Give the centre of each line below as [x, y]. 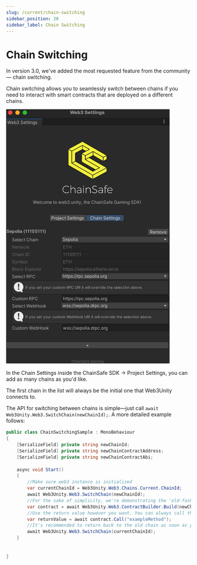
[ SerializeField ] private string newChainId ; [73, 445]
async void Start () [40, 470]
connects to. [21, 397]
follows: [16, 421]
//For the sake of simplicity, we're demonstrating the [97, 500]
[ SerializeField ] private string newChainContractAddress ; [90, 451]
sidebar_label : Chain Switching [45, 25]
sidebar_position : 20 [33, 19]
